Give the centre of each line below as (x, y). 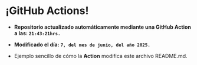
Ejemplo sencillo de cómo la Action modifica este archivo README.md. (101, 56)
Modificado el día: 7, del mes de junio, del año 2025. (82, 45)
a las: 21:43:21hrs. (37, 33)
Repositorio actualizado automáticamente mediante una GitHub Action (102, 27)
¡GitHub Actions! (47, 11)
